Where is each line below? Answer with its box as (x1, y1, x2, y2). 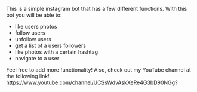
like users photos (14, 23, 57, 30)
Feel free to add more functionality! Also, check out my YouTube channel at (6, 66, 191, 73)
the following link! (6, 73, 50, 79)
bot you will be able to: (6, 11, 62, 19)
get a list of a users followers (14, 42, 87, 49)
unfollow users (14, 36, 52, 42)
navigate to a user (14, 55, 60, 62)
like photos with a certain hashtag (14, 48, 98, 56)
